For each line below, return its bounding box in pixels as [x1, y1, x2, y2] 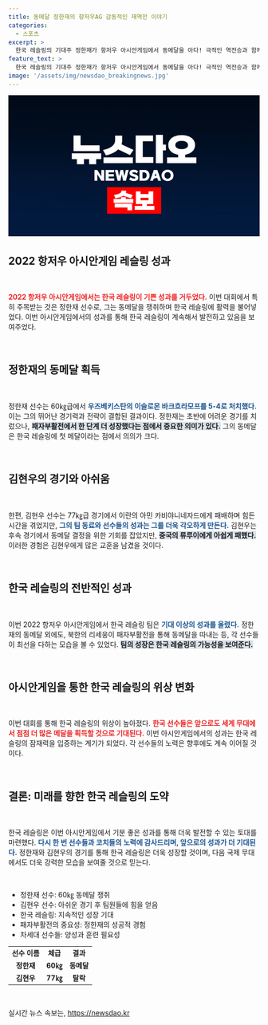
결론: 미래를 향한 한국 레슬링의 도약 [8, 790, 169, 803]
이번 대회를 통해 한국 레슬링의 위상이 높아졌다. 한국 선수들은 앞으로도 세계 [8, 719, 235, 728]
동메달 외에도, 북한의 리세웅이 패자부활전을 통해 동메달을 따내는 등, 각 [22, 629, 238, 639]
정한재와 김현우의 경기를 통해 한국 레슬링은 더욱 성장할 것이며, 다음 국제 [18, 848, 241, 857]
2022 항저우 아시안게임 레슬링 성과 [8, 254, 171, 267]
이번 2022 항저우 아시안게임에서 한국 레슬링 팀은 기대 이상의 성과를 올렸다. [8, 619, 240, 629]
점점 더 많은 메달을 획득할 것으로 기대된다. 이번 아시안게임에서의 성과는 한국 [16, 728, 249, 738]
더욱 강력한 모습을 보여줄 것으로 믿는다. [29, 857, 152, 867]
